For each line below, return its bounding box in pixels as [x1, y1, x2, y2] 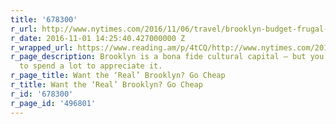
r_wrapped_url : [10, 42, 74, 53]
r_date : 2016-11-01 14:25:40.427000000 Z [10, 33, 186, 43]
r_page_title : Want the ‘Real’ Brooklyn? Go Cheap [10, 71, 226, 81]
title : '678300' [10, 14, 78, 25]
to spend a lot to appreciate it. [19, 61, 163, 71]
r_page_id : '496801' [10, 98, 97, 108]
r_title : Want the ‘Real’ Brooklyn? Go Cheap [10, 80, 203, 90]
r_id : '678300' [10, 89, 74, 99]
